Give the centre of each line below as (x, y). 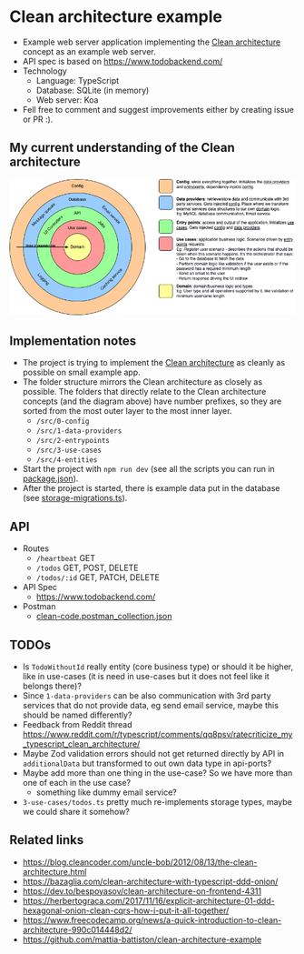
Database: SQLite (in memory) (93, 90)
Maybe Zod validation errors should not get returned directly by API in (153, 753)
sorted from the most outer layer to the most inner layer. (127, 411)
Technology (45, 71)
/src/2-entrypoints (73, 441)
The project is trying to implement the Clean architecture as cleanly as (154, 363)
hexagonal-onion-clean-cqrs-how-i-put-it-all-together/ (126, 910)
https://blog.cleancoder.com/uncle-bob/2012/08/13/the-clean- (140, 862)
